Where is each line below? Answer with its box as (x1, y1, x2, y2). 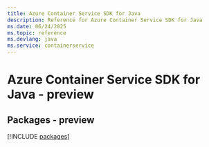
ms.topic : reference (7, 29, 67, 37)
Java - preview (7, 87, 95, 102)
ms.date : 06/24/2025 (7, 23, 67, 30)
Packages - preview (7, 114, 95, 126)
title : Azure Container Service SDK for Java (7, 10, 140, 17)
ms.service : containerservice (7, 42, 95, 49)
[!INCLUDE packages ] (7, 133, 70, 140)
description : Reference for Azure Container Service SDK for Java (7, 17, 203, 23)
